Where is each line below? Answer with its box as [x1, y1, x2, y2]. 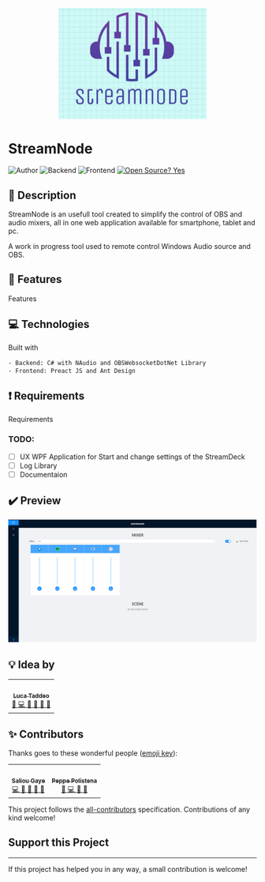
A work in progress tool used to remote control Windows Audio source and [8, 242, 251, 251]
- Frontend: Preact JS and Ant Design [8, 367, 136, 375]
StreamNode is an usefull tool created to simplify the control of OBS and [8, 209, 243, 219]
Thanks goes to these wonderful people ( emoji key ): [8, 748, 178, 758]
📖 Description [8, 188, 77, 202]
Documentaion [19, 469, 68, 479]
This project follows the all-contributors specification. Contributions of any [8, 805, 251, 814]
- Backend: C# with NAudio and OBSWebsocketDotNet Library [8, 359, 207, 367]
